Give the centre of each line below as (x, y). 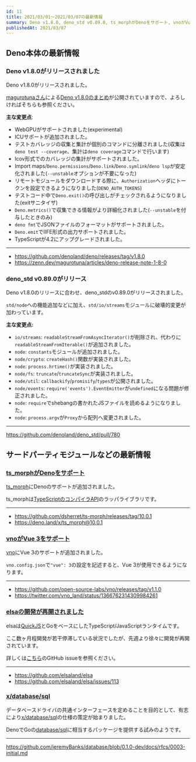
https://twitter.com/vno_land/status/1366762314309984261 (86, 596)
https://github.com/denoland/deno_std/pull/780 (63, 435)
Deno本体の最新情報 (43, 53)
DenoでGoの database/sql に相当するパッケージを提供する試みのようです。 (95, 729)
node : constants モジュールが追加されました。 (69, 352)
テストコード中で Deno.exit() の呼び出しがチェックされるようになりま (98, 195)
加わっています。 (26, 312)
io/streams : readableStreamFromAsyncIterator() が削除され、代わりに (98, 337)
